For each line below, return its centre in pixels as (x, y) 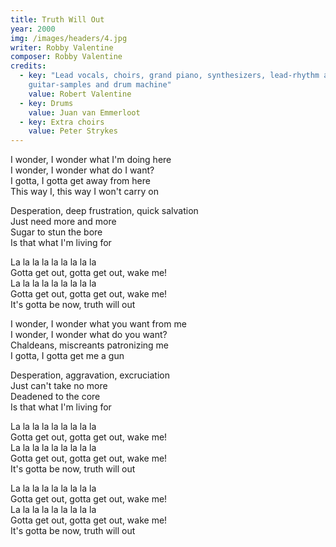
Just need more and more (63, 222)
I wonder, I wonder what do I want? (82, 170)
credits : (28, 66)
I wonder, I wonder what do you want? (89, 335)
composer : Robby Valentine (66, 57)
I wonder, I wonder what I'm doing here (91, 160)
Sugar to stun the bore (56, 232)
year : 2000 (33, 29)
